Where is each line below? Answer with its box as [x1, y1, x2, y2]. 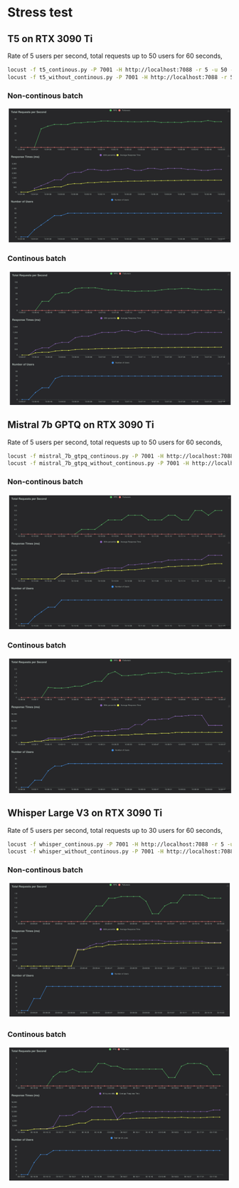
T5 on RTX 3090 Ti [7, 33, 93, 45]
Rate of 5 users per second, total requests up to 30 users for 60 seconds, [7, 826, 223, 834]
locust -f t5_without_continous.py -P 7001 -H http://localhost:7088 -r [7, 73, 228, 81]
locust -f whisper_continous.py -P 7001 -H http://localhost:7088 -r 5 [7, 841, 224, 848]
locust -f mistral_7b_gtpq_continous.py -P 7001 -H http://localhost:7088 [7, 452, 234, 460]
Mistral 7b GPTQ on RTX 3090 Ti [7, 419, 154, 431]
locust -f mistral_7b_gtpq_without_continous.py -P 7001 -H [7, 460, 190, 467]
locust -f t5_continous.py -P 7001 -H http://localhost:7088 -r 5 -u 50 [7, 66, 228, 73]
